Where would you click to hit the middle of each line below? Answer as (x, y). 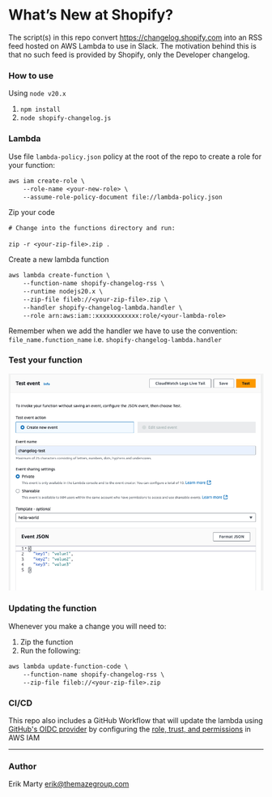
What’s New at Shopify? (91, 15)
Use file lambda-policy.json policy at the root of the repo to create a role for (135, 156)
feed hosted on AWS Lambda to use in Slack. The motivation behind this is (132, 45)
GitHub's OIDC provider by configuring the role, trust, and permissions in (130, 729)
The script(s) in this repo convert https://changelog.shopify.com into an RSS (136, 37)
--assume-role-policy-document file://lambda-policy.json (123, 197)
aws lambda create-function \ (59, 275)
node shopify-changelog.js (66, 118)
